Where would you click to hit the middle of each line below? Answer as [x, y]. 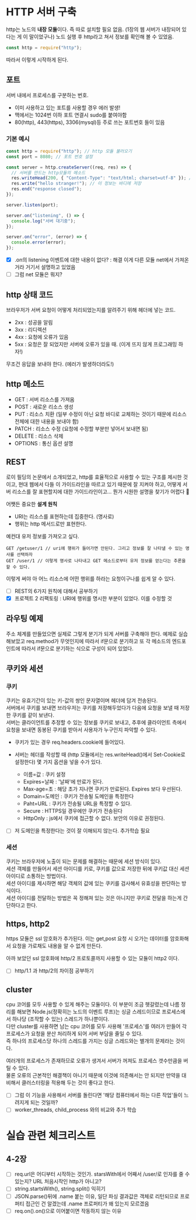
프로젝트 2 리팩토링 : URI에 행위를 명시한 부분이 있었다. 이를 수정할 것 [93, 598]
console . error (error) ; [39, 243]
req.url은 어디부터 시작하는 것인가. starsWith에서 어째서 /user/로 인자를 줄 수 [102, 1174]
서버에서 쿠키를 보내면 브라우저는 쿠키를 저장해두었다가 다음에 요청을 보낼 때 [92, 708]
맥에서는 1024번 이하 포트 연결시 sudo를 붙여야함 [71, 115]
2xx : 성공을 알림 [34, 322]
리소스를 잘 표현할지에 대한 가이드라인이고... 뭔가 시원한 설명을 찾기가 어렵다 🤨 [101, 492]
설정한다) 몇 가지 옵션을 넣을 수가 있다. [58, 762]
